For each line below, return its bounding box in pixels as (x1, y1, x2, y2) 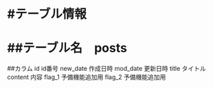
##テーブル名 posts (7, 41, 127, 56)
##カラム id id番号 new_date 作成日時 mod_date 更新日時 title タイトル (7, 65, 206, 73)
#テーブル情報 (7, 6, 87, 22)
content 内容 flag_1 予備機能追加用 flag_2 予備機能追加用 (7, 73, 166, 81)
